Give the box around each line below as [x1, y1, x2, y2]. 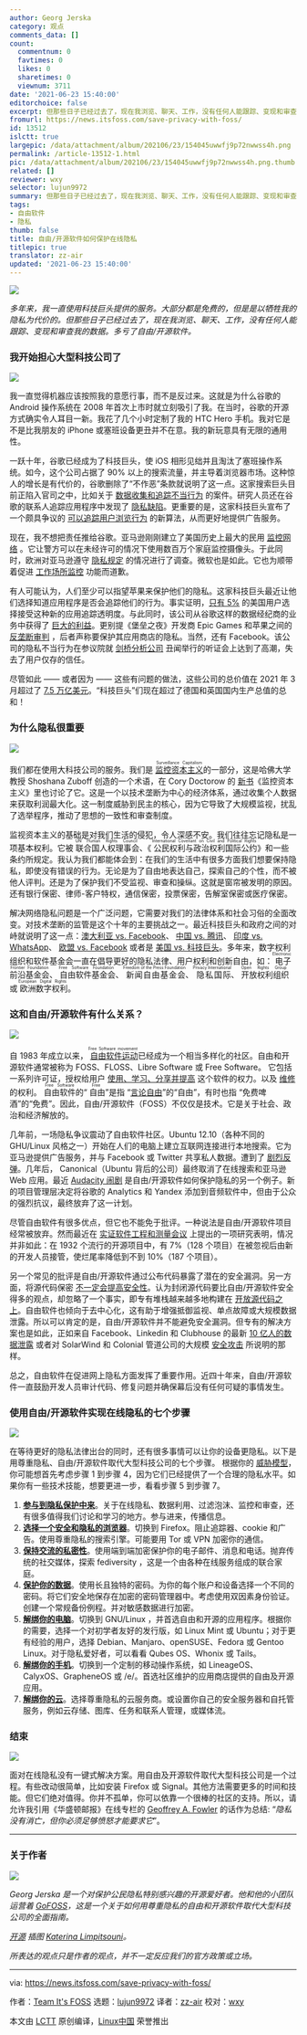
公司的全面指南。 [9, 1911, 74, 1923]
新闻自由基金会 [126, 969, 187, 980]
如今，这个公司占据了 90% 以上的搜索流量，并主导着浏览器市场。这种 [25, 467, 288, 478]
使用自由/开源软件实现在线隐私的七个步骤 [9, 1406, 191, 1418]
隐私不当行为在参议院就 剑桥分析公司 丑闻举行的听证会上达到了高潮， [25, 643, 285, 654]
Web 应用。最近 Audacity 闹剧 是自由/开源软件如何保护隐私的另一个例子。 [9, 1175, 288, 1186]
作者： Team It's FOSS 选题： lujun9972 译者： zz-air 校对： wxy [9, 1996, 244, 2007]
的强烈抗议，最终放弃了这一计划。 [9, 1197, 138, 1208]
